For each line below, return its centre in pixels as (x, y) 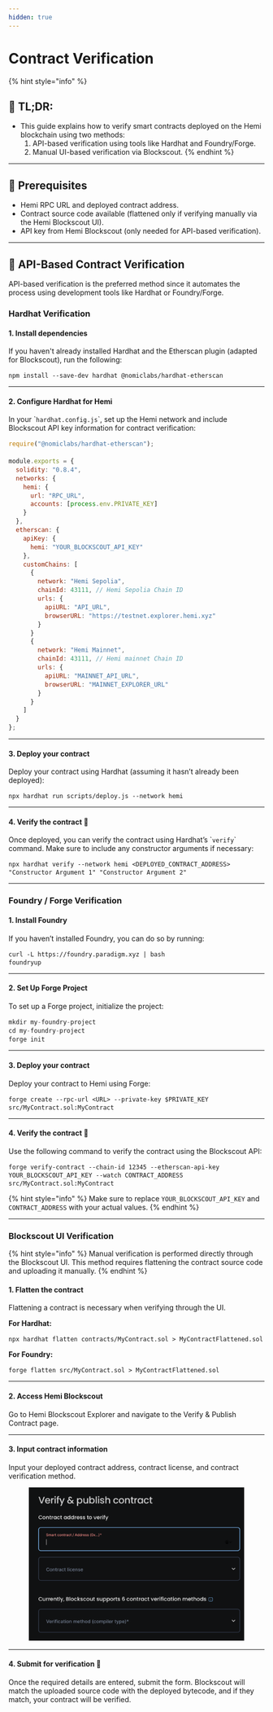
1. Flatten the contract (46, 1289)
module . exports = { (41, 461)
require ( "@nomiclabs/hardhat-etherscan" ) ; (81, 444)
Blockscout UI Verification (61, 1236)
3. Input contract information (58, 1449)
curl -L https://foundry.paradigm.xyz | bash (87, 954)
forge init (27, 1039)
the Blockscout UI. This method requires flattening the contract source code (136, 1262)
